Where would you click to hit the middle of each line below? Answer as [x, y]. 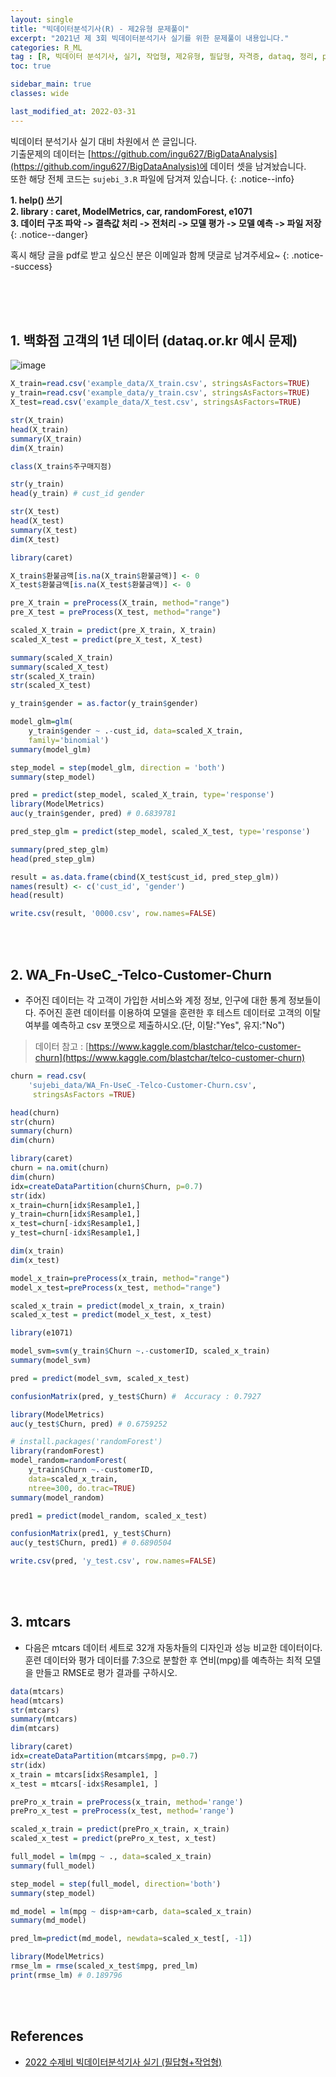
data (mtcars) [37, 1691]
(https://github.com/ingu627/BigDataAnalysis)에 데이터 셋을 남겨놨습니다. [158, 166]
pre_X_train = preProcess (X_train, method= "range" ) [120, 603]
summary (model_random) [57, 1497]
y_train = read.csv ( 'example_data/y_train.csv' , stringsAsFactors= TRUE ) [160, 393]
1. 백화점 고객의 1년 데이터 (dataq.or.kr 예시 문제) [154, 341]
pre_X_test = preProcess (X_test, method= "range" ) [116, 612]
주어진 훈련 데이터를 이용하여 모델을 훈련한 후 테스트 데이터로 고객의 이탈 [180, 1012]
